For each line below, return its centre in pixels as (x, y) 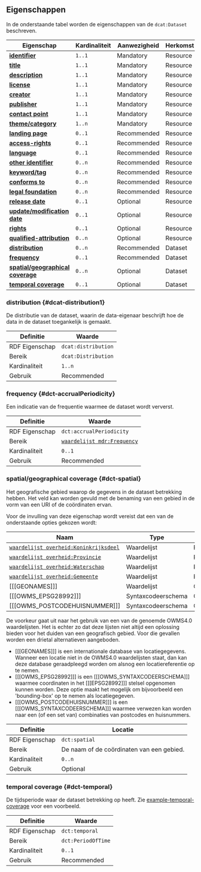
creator (20, 94)
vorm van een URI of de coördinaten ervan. (59, 505)
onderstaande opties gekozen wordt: (52, 522)
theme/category (33, 123)
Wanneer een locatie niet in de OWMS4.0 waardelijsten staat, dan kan (101, 657)
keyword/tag (28, 172)
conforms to (27, 182)
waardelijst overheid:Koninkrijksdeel (64, 547)
